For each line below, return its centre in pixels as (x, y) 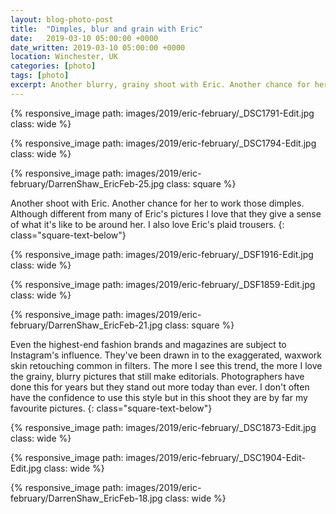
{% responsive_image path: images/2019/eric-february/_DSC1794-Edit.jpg (163, 143)
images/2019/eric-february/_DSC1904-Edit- (215, 457)
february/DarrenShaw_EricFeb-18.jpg (86, 498)
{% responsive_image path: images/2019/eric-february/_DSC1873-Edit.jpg (163, 427)
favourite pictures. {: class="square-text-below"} (111, 408)
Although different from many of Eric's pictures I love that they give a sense (166, 213)
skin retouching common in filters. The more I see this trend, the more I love (166, 365)
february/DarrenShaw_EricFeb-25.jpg (87, 183)
